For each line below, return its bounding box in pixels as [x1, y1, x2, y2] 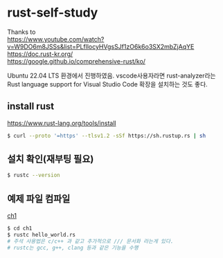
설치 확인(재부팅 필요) [7, 154, 94, 165]
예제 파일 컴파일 [7, 192, 71, 205]
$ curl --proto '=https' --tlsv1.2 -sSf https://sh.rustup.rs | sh [7, 132, 206, 139]
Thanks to [7, 28, 36, 36]
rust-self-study [7, 5, 98, 21]
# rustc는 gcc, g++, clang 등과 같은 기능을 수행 [7, 244, 139, 251]
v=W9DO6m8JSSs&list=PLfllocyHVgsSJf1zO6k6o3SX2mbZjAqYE [7, 42, 195, 50]
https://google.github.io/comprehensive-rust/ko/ [7, 57, 146, 65]
